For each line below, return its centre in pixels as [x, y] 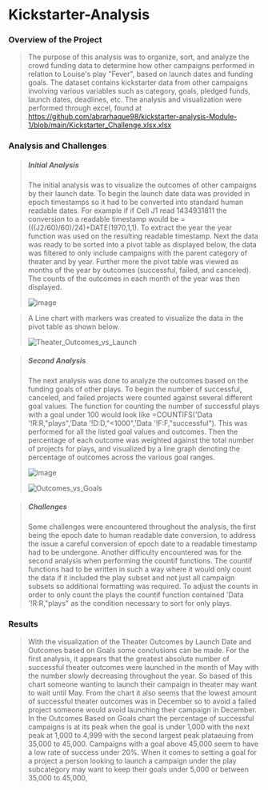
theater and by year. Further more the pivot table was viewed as [133, 262]
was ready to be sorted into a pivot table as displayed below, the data [142, 245]
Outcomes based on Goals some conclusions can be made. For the [138, 650]
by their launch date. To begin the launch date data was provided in [139, 194]
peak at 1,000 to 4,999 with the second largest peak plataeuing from [141, 735]
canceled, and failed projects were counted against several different [140, 398]
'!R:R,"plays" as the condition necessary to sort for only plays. [130, 604]
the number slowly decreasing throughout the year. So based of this [140, 676]
